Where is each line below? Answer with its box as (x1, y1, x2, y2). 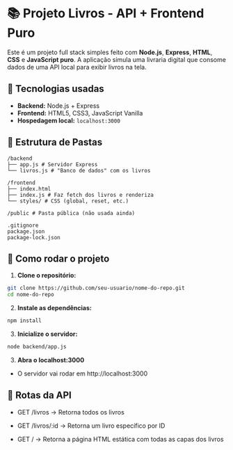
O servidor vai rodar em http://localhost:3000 (17, 369, 148, 378)
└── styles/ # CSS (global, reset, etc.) (7, 198, 129, 204)
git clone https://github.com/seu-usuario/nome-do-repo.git (7, 284, 186, 292)
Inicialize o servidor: (17, 330, 78, 338)
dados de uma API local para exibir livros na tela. (7, 63, 147, 71)
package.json (7, 227, 45, 235)
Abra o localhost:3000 (17, 355, 85, 364)
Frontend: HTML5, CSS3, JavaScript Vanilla (17, 109, 143, 117)
